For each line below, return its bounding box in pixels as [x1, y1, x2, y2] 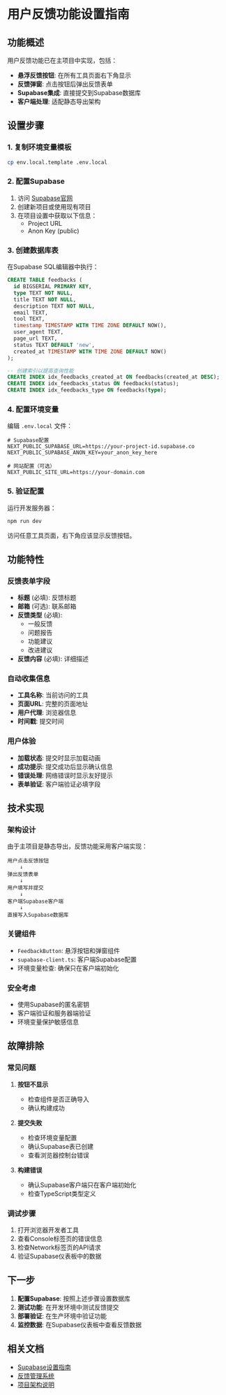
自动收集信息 [7, 674, 51, 684]
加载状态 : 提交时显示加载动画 [17, 753, 101, 762]
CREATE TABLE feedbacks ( [7, 277, 82, 284]
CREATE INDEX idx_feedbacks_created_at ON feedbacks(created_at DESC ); [7, 373, 220, 381]
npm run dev [7, 517, 42, 524]
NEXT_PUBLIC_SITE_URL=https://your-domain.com [7, 469, 145, 476]
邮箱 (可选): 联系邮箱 [17, 602, 77, 610]
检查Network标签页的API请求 [17, 1243, 101, 1252]
